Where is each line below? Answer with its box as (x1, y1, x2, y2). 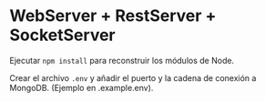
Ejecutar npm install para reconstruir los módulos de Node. (9, 55, 235, 66)
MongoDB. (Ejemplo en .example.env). (9, 82, 154, 93)
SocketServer (9, 25, 116, 46)
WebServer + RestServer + (9, 5, 217, 26)
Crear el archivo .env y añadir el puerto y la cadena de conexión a (9, 72, 257, 83)
